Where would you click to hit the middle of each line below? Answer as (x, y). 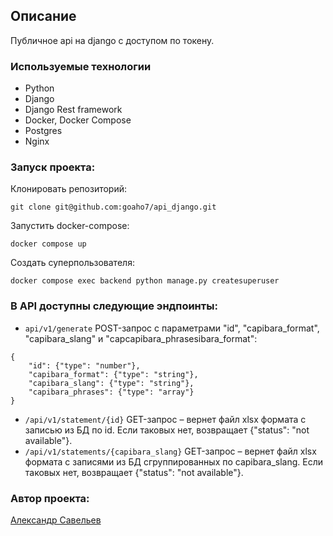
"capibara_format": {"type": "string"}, (113, 374)
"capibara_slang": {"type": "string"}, (111, 383)
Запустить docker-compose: (70, 226)
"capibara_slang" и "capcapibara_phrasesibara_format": (141, 338)
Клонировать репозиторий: (69, 189)
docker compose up (48, 244)
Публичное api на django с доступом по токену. (112, 40)
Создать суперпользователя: (72, 263)
